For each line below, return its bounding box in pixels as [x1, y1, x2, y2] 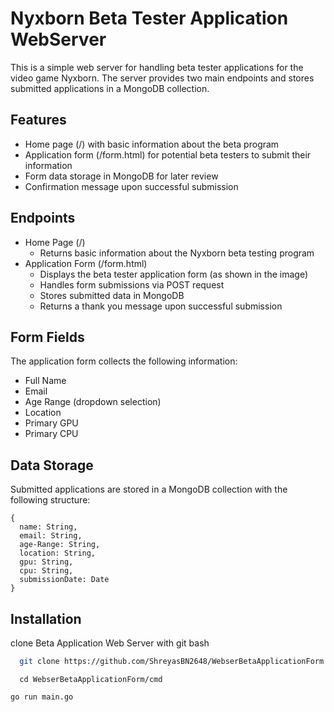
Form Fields [10, 328, 85, 346]
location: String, [19, 548, 97, 559]
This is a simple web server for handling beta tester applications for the [10, 61, 304, 73]
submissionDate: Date [19, 575, 110, 585]
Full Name [24, 375, 67, 387]
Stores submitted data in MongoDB [39, 289, 185, 301]
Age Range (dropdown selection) [24, 396, 162, 408]
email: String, [19, 531, 83, 541]
